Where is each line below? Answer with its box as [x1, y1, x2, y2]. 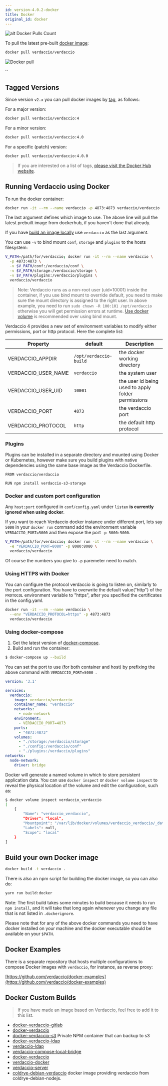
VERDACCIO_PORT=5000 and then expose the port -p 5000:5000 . [5, 530, 130, 536]
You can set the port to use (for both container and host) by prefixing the [5, 664, 155, 670]
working [119, 355, 138, 362]
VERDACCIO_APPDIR [7, 355, 57, 362]
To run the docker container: [5, 196, 64, 202]
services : [5, 688, 26, 693]
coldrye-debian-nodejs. [12, 1075, 61, 1081]
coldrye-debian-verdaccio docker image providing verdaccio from [12, 1069, 149, 1076]
